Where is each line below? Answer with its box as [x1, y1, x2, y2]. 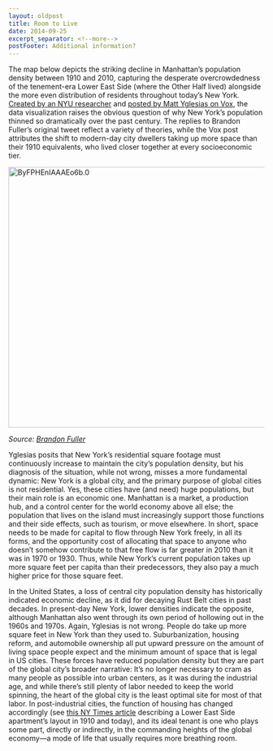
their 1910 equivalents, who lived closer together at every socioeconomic [8, 142, 253, 152]
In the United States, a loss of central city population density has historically [8, 587, 262, 597]
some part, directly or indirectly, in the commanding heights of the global [8, 725, 253, 735]
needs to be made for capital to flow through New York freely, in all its [8, 527, 242, 537]
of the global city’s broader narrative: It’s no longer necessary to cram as [8, 664, 252, 675]
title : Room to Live [8, 20, 79, 28]
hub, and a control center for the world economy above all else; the [8, 501, 234, 512]
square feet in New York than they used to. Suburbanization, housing [8, 630, 240, 640]
